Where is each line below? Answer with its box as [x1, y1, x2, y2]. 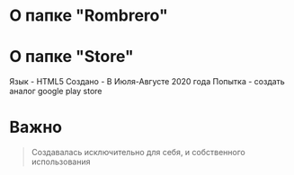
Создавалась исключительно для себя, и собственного [31, 147, 245, 158]
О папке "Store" [9, 47, 135, 67]
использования [31, 156, 91, 167]
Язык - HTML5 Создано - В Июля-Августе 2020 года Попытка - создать [9, 76, 285, 87]
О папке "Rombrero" [9, 5, 168, 26]
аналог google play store [9, 86, 102, 97]
